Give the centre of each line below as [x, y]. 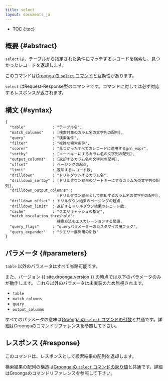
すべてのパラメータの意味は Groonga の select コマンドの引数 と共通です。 [81, 319]
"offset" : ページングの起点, [49, 165]
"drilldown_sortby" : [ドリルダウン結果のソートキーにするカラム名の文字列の [83, 181]
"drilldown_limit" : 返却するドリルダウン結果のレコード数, [68, 206]
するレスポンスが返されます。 [36, 93]
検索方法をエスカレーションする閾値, [90, 221]
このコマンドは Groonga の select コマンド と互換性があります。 [71, 76]
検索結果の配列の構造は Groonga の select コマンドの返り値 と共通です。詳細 [84, 366]
